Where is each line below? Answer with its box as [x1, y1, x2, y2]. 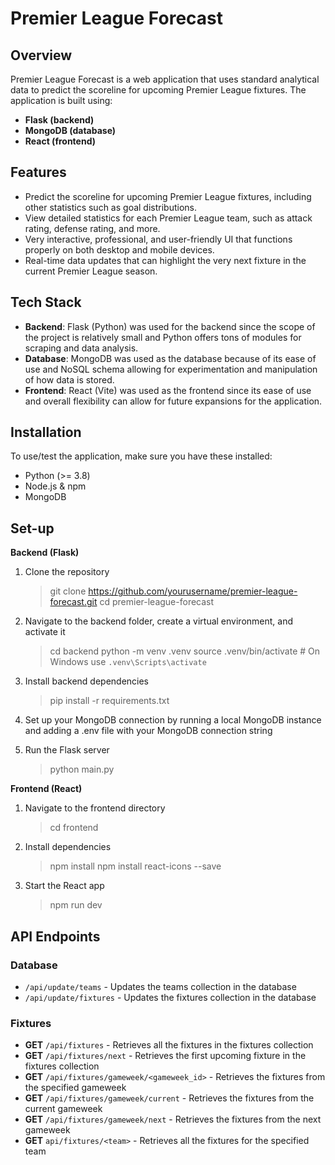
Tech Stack [10, 294, 82, 311]
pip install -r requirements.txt [49, 695, 170, 707]
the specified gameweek [24, 1082, 127, 1094]
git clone [49, 585, 87, 597]
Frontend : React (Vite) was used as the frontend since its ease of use [24, 384, 312, 396]
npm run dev [49, 899, 103, 911]
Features [10, 164, 67, 181]
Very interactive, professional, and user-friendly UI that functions [24, 233, 293, 245]
